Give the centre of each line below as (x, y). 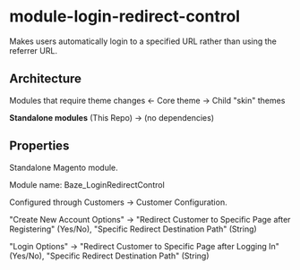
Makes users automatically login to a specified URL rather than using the (143, 41)
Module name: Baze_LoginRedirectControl (87, 184)
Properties (39, 146)
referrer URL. (34, 50)
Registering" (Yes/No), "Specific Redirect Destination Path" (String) (133, 229)
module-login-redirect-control (124, 17)
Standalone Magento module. (64, 167)
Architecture (46, 79)
